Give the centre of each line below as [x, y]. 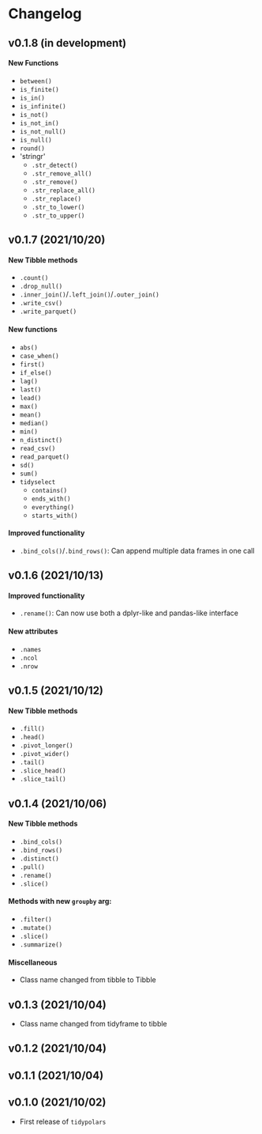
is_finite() [39, 89]
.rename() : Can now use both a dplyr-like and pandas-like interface [129, 613]
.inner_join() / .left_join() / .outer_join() [89, 294]
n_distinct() [41, 440]
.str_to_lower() [58, 207]
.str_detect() [54, 165]
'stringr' [32, 156]
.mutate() [36, 928]
